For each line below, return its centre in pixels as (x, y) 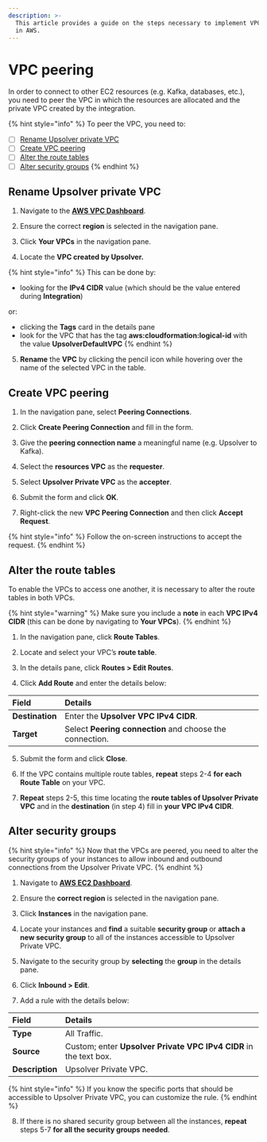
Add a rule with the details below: (74, 1000)
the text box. (88, 1056)
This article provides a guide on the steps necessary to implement (131, 23)
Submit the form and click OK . (69, 497)
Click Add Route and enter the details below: (93, 683)
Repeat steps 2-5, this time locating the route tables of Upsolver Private (139, 798)
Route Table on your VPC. (62, 782)
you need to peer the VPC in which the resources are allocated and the (124, 100)
